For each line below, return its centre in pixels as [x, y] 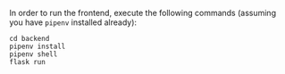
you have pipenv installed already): [73, 22]
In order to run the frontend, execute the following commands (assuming [143, 13]
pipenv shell [34, 54]
